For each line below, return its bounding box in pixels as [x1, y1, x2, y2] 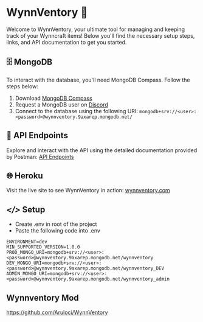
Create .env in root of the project [15, 220, 97, 228]
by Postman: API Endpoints [6, 153, 74, 160]
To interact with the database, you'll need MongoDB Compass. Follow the [6, 76, 190, 83]
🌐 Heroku [6, 170, 44, 181]
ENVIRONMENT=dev [6, 239, 47, 245]
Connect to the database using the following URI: [15, 107, 139, 114]
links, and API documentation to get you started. [6, 38, 127, 46]
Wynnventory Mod [6, 292, 79, 303]
